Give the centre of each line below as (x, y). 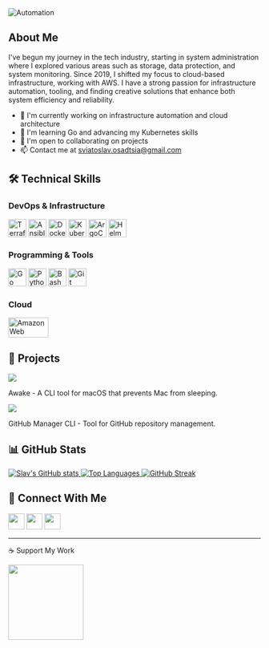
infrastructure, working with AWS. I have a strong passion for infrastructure (132, 83)
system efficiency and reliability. (61, 99)
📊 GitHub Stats (47, 450)
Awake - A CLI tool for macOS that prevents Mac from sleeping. (113, 393)
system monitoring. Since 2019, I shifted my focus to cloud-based (117, 74)
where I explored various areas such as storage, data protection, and (122, 65)
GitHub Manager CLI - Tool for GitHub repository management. (112, 423)
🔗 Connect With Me (58, 498)
